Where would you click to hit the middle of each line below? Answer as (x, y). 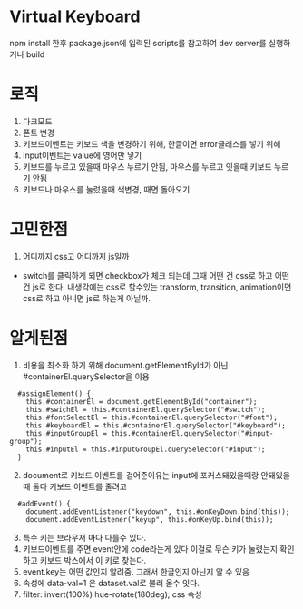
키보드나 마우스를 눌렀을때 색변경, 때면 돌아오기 (106, 189)
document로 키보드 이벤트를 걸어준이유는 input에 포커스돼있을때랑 (141, 475)
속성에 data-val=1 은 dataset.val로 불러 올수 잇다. (111, 583)
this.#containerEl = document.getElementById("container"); (142, 401)
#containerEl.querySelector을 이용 (86, 376)
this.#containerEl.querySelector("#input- (192, 433)
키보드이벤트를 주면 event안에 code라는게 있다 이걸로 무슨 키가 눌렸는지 (150, 549)
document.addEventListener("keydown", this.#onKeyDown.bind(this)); (158, 511)
